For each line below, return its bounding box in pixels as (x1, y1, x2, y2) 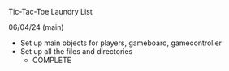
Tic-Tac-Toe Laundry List (8, 7, 93, 16)
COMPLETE (32, 56, 71, 65)
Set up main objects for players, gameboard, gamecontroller (19, 38, 222, 48)
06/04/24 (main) (8, 23, 64, 31)
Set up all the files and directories (19, 47, 133, 56)
